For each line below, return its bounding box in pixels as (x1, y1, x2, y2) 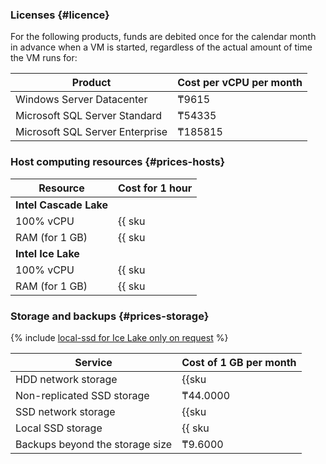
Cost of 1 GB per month (181, 355, 297, 369)
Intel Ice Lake (15, 246, 80, 260)
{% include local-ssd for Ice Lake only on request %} (10, 331, 229, 343)
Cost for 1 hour (117, 181, 193, 195)
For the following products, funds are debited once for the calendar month (10, 31, 317, 43)
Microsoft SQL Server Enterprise (15, 125, 168, 139)
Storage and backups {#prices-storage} (10, 309, 210, 323)
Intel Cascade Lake (15, 198, 108, 212)
